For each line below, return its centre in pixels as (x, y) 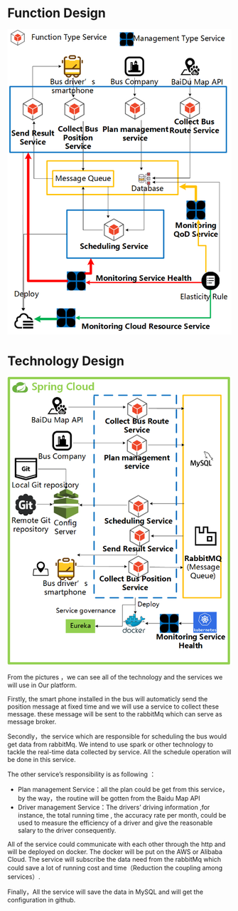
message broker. (32, 721)
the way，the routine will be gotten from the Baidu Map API (113, 798)
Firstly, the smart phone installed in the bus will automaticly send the (108, 699)
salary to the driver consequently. (67, 830)
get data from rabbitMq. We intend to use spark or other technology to (110, 744)
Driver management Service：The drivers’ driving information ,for (114, 807)
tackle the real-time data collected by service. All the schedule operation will (119, 752)
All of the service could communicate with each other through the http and (117, 844)
